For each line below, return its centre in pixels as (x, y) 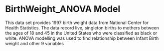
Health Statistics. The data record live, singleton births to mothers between (82, 27)
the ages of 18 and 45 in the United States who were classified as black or (81, 33)
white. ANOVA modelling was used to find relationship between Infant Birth (82, 38)
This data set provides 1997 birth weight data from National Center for (77, 23)
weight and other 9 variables (34, 43)
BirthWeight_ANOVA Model (63, 9)
